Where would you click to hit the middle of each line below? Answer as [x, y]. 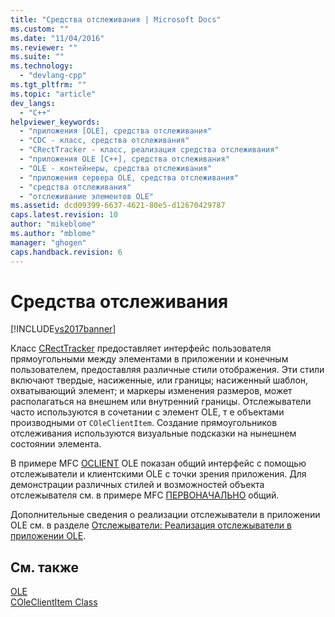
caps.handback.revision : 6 [66, 252]
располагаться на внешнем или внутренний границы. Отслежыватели [161, 402]
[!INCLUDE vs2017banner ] [63, 329]
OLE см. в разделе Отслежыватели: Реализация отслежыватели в [151, 525]
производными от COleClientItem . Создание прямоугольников [144, 423]
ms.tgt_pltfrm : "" [48, 85]
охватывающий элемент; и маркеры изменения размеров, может [151, 391]
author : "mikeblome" [53, 224]
